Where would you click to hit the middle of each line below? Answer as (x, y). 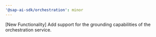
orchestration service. (29, 30)
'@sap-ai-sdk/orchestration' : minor (44, 10)
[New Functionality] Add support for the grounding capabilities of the (78, 24)
